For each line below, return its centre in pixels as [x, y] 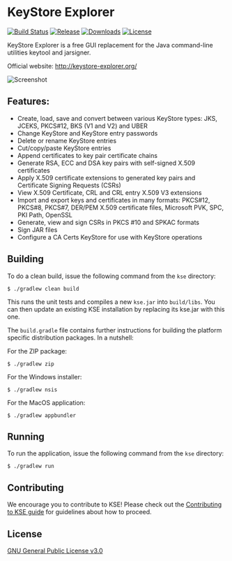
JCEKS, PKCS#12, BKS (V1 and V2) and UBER [83, 126]
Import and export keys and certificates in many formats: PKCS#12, [114, 200]
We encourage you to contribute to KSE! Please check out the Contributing [115, 504]
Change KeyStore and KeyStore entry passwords [87, 133]
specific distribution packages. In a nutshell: [70, 337]
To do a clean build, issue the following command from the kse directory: [111, 276]
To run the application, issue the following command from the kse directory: [116, 453]
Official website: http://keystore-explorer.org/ [72, 66]
